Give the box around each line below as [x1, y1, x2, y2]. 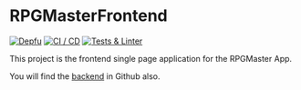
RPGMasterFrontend [9, 5, 169, 26]
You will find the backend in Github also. [9, 70, 161, 82]
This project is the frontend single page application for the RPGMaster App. [9, 53, 293, 64]
